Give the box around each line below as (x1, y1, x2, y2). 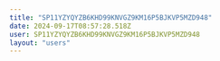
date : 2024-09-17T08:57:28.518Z (9, 22, 131, 30)
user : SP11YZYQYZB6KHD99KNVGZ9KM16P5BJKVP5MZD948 (9, 30, 201, 39)
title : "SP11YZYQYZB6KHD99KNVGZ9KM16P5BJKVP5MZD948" (9, 13, 213, 22)
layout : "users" (9, 38, 71, 48)
